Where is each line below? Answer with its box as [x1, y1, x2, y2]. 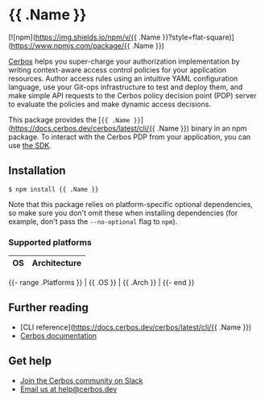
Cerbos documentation [19, 330, 97, 340]
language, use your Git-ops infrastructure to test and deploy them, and [8, 82, 243, 92]
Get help [8, 354, 52, 368]
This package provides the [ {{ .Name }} [8, 114, 141, 124]
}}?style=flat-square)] [162, 32, 235, 42]
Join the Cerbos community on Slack [19, 375, 143, 385]
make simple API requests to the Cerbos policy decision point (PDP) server [8, 90, 257, 100]
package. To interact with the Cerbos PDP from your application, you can [8, 131, 251, 142]
